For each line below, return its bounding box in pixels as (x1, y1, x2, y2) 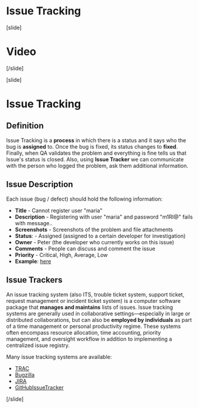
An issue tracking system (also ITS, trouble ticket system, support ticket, (6, 291, 185, 298)
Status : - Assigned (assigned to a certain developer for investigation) (14, 232, 186, 240)
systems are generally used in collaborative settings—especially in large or (6, 309, 191, 317)
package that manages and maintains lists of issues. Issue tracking (6, 303, 173, 311)
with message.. (14, 219, 53, 226)
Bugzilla (14, 371, 35, 378)
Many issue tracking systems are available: (6, 353, 112, 360)
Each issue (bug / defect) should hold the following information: (6, 195, 163, 203)
